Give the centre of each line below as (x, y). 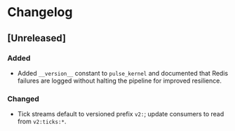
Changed (23, 99)
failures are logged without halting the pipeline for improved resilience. (120, 81)
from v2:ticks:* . (42, 122)
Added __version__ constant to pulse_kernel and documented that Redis (123, 73)
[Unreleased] (37, 38)
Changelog (40, 12)
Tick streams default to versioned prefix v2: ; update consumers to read (121, 114)
